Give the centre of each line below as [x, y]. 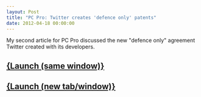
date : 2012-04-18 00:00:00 [41, 23]
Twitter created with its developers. [51, 47]
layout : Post [23, 12]
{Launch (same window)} [55, 66]
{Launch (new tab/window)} [61, 86]
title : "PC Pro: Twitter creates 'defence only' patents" [81, 18]
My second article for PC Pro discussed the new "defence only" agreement [101, 41]
